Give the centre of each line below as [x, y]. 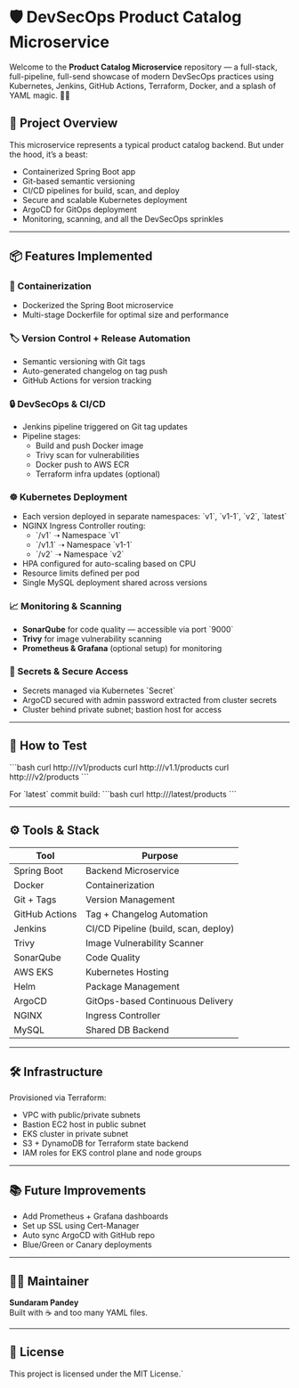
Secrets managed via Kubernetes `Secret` [99, 690]
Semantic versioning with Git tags [84, 361]
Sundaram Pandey [44, 1302]
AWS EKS [33, 972]
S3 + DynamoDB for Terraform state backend [105, 1143]
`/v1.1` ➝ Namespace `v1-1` [84, 545]
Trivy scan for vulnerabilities [87, 455]
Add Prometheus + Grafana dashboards [95, 1216]
